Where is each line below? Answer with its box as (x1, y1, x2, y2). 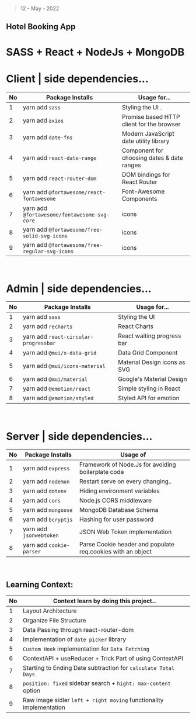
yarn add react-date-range (23, 153, 97, 161)
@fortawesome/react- (48, 189, 106, 195)
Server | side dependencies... (6, 429, 153, 443)
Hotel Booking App (6, 22, 76, 32)
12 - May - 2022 (20, 5, 60, 12)
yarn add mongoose (23, 506, 73, 514)
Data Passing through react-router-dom (23, 626, 134, 634)
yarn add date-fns (23, 133, 73, 141)
